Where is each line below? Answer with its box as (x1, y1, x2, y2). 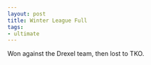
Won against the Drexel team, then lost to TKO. (7, 49, 145, 58)
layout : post (7, 10, 46, 18)
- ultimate (7, 30, 40, 37)
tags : (7, 23, 24, 30)
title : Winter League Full (7, 17, 88, 24)
